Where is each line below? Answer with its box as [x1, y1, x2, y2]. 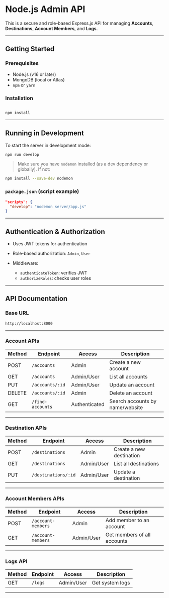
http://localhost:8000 [5, 321, 53, 326]
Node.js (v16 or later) [12, 71, 56, 77]
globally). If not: [17, 166, 50, 172]
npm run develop [5, 152, 39, 157]
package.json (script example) [5, 188, 79, 195]
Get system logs [92, 579, 130, 586]
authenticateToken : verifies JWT [20, 270, 88, 276]
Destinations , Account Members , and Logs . [5, 25, 98, 31]
